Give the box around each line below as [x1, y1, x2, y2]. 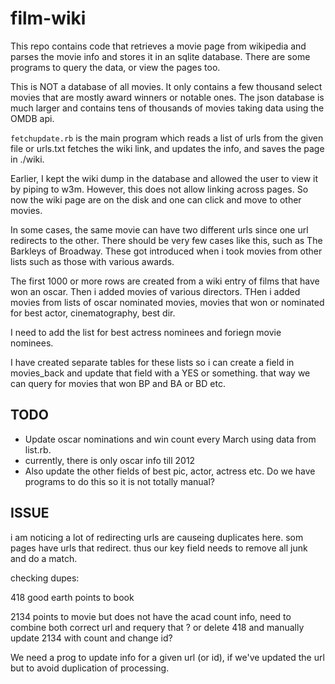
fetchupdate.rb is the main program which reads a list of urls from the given [10, 132, 324, 144]
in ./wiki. [10, 153, 45, 165]
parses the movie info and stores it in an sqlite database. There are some [10, 50, 311, 62]
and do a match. [10, 552, 78, 564]
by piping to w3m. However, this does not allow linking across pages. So [10, 183, 309, 195]
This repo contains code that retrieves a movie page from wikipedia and [10, 40, 307, 52]
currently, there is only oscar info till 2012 [24, 454, 196, 466]
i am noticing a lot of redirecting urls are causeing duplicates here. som [10, 531, 304, 543]
